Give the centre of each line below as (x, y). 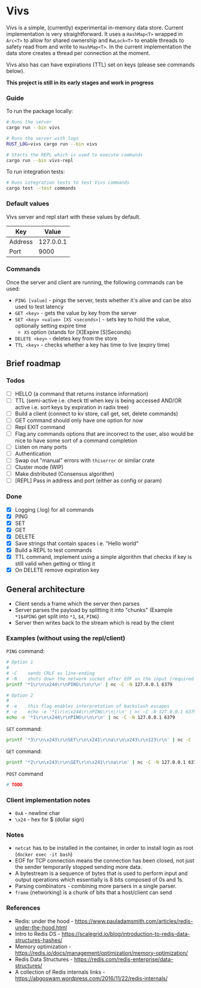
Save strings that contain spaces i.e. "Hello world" (77, 543)
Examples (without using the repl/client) (66, 638)
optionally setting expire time (51, 326)
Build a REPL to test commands (53, 550)
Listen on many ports (41, 446)
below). (16, 71)
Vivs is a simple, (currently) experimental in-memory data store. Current (95, 28)
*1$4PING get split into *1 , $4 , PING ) (57, 616)
